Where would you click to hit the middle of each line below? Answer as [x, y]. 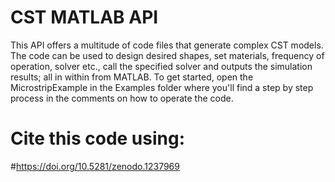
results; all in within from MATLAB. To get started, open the [132, 77]
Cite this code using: [98, 138]
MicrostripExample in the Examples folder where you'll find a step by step [162, 87]
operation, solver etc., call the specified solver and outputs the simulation [161, 66]
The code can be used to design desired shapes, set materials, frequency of [167, 55]
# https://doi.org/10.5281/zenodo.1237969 [95, 166]
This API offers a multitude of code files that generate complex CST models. [167, 45]
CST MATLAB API [84, 17]
